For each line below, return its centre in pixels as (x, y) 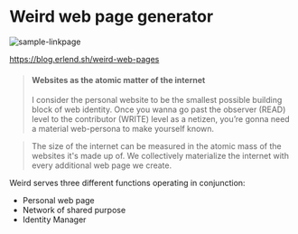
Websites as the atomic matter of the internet (118, 80)
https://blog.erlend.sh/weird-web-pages (84, 59)
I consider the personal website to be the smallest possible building (157, 100)
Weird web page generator (112, 17)
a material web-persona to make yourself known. (123, 129)
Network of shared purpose (74, 211)
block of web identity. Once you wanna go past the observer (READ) (158, 109)
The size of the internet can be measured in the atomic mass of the (156, 146)
